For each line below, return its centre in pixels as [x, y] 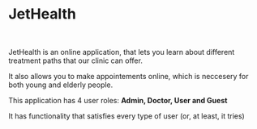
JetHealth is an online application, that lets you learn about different [122, 52]
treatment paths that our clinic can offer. [76, 60]
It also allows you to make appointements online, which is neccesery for [128, 76]
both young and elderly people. [61, 85]
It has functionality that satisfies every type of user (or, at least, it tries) [126, 116]
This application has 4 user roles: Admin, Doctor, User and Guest [118, 100]
